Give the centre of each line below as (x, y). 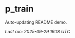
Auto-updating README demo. (36, 22)
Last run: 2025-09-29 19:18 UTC (38, 31)
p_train (19, 9)
